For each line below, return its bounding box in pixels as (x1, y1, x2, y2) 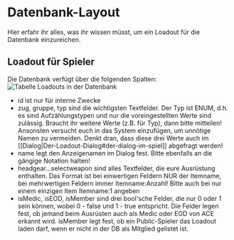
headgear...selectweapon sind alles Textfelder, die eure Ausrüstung (17, 164, 216, 173)
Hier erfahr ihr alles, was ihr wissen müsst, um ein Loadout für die (7, 28, 201, 36)
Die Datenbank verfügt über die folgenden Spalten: (7, 75, 157, 83)
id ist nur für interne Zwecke (17, 96, 101, 104)
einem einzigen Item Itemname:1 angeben (17, 186, 140, 195)
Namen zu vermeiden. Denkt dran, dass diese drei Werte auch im (17, 133, 209, 142)
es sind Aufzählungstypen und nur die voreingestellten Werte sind (17, 111, 212, 119)
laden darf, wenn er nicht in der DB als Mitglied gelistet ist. (17, 224, 189, 233)
